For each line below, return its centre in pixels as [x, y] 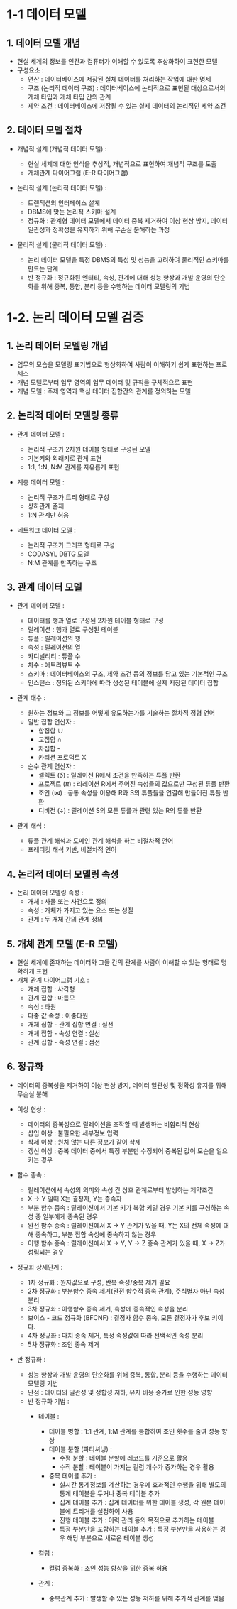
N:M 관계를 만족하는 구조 [62, 562]
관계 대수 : [31, 698]
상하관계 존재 [46, 506]
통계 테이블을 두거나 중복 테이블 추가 [110, 1493]
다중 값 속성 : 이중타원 [58, 1015]
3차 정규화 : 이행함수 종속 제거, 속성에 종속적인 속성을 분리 [108, 1309]
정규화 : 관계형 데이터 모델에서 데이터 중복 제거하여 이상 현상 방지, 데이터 [128, 220]
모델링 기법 [43, 1383]
